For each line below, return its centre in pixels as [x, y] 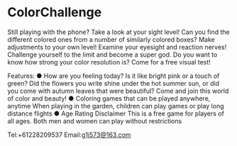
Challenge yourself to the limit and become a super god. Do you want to [112, 55]
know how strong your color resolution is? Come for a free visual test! [109, 62]
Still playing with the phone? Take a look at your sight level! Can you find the [118, 32]
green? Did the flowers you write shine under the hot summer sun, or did [114, 83]
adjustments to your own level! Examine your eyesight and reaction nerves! [117, 47]
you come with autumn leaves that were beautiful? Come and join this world [118, 91]
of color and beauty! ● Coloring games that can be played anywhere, [109, 98]
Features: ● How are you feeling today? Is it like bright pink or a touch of [114, 76]
